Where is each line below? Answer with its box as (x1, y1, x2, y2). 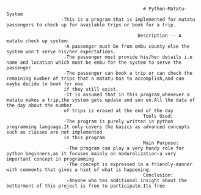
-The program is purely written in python (64, 118, 174, 124)
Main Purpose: (142, 140, 179, 146)
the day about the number (6, 102, 72, 109)
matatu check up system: (6, 38, 70, 44)
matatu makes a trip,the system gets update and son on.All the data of (6, 97, 196, 103)
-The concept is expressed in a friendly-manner (66, 161, 192, 167)
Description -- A (137, 32, 182, 39)
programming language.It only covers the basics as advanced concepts (6, 124, 190, 130)
